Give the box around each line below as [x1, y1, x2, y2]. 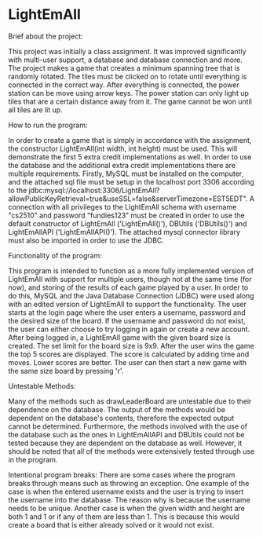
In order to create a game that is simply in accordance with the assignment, [8, 135, 252, 144]
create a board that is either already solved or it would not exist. [8, 520, 214, 529]
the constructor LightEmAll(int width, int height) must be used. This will [8, 144, 238, 153]
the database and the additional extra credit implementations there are [8, 160, 236, 170]
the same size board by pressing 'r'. [8, 366, 124, 375]
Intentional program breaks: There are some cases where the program [8, 469, 236, 480]
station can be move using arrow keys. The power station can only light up [8, 88, 250, 97]
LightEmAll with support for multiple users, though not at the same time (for [8, 274, 253, 283]
